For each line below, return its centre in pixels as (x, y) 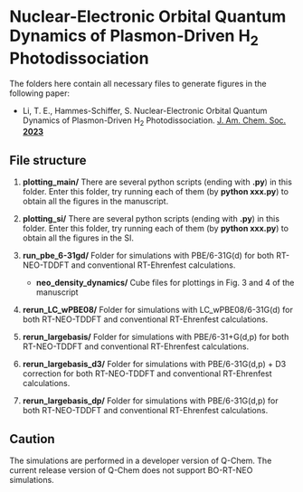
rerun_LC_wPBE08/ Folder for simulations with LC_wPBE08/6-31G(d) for (158, 310)
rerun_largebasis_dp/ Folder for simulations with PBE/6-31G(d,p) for (150, 401)
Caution (33, 439)
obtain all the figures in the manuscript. (95, 202)
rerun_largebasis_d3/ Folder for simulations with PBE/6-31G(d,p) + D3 (154, 364)
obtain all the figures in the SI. (78, 238)
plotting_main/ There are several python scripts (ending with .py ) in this (157, 182)
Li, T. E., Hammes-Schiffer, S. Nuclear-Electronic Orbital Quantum (145, 110)
